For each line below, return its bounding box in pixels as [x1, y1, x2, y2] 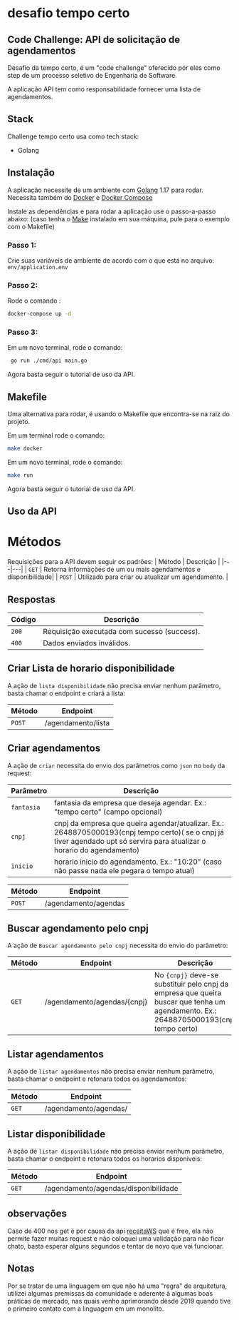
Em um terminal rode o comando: [7, 431, 105, 440]
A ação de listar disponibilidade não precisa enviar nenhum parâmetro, [7, 1147, 224, 1156]
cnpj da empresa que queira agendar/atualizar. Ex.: [53, 818, 224, 828]
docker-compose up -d [7, 311, 72, 318]
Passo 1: [7, 240, 37, 250]
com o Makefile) [7, 222, 55, 231]
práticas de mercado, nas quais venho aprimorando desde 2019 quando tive [7, 1296, 231, 1305]
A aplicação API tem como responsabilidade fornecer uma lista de [7, 85, 201, 94]
